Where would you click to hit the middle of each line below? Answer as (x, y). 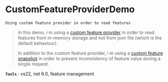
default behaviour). (38, 43)
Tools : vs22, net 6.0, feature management (50, 74)
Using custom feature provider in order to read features (68, 23)
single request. (33, 64)
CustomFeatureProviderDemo (70, 9)
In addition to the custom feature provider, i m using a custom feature (90, 53)
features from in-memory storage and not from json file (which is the (90, 38)
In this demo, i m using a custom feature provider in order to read (86, 32)
